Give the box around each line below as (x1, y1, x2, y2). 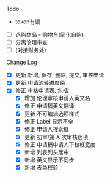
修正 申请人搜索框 (24, 125, 69, 133)
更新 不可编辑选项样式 (24, 110, 80, 117)
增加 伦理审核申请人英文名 (24, 95, 90, 102)
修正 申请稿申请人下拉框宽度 (24, 141, 96, 148)
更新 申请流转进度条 (15, 79, 65, 87)
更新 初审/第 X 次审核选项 (24, 133, 89, 140)
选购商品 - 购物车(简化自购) (15, 31, 84, 38)
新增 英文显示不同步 (24, 156, 75, 163)
